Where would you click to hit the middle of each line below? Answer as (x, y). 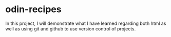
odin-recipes (33, 9)
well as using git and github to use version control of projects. (71, 28)
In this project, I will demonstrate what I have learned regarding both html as (86, 23)
